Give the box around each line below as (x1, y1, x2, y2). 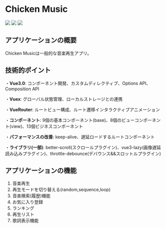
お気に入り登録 (12, 199, 43, 205)
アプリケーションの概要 (5, 36, 77, 45)
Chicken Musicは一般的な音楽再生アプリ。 (5, 50, 90, 56)
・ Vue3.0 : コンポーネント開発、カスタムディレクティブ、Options (5, 80, 139, 86)
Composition (5, 86, 31, 92)
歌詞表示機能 (12, 218, 39, 224)
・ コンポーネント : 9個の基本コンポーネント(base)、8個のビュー (5, 117, 135, 123)
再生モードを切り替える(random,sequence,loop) (12, 187, 111, 193)
